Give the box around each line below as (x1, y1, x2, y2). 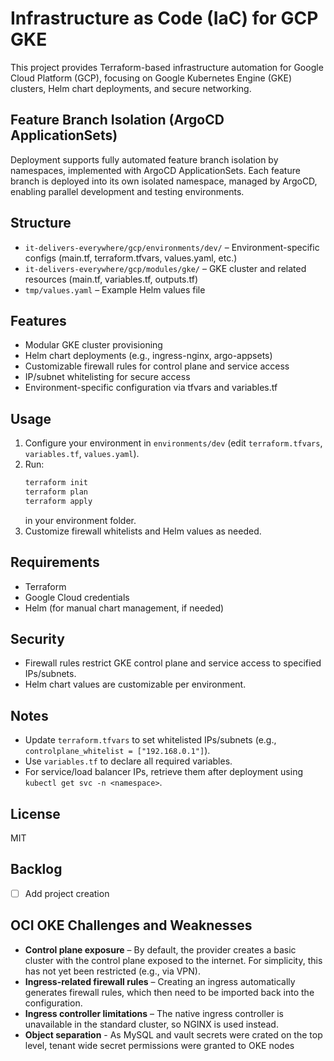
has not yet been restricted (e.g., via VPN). (24, 965, 201, 977)
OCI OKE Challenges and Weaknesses (10, 917, 253, 934)
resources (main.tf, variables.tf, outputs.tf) (24, 273, 199, 285)
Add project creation (24, 887, 110, 899)
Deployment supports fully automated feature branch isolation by (10, 153, 279, 166)
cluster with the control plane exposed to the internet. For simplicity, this (24, 954, 323, 966)
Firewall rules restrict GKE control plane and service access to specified (24, 657, 322, 669)
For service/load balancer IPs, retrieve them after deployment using (24, 766, 304, 778)
